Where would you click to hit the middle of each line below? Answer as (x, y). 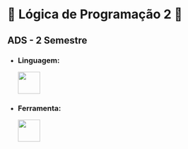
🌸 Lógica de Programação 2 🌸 (95, 14)
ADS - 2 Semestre (47, 40)
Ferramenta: (39, 108)
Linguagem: (39, 60)
